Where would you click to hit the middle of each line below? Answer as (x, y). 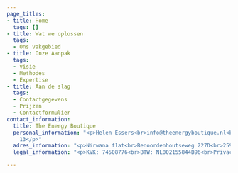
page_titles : (26, 14)
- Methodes (29, 73)
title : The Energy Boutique (55, 126)
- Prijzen (27, 106)
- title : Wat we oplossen (45, 34)
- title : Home (28, 21)
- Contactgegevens (40, 100)
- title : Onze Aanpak (39, 54)
